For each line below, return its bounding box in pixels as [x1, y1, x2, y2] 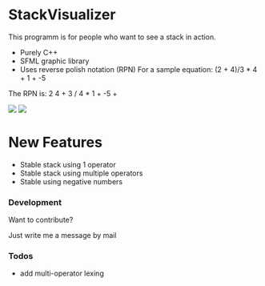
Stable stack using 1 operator [19, 159, 116, 169]
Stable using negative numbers [19, 176, 122, 186]
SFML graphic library [19, 56, 90, 66]
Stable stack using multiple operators [19, 168, 143, 178]
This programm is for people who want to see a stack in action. [8, 32, 216, 42]
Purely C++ [19, 47, 58, 57]
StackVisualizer [8, 6, 116, 24]
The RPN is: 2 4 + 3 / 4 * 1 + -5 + [8, 88, 118, 98]
